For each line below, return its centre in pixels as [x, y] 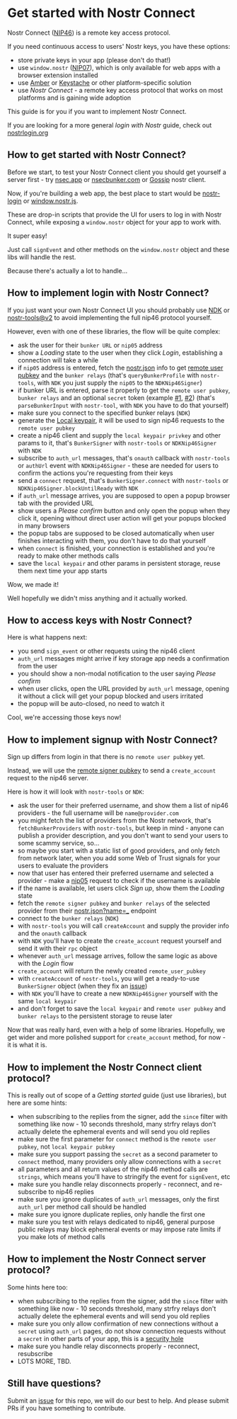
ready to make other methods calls [68, 555]
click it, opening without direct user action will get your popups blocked [122, 518]
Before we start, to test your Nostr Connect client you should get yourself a [117, 172]
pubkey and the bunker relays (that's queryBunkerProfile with [108, 375]
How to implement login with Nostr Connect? [108, 293]
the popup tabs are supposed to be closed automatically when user [116, 533]
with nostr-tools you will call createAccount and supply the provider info [123, 926]
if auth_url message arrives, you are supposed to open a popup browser [124, 495]
